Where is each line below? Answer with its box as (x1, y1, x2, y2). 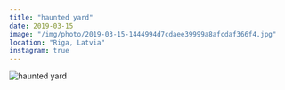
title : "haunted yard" (9, 12, 94, 22)
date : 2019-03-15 (9, 21, 74, 30)
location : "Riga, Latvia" (9, 37, 105, 47)
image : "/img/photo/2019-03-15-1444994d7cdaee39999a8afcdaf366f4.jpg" (9, 29, 277, 38)
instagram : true (9, 46, 69, 55)
